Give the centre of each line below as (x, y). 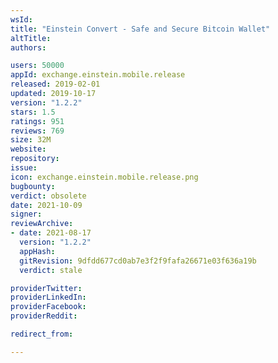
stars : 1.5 (33, 112)
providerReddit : (44, 316)
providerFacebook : (48, 307)
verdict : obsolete (48, 196)
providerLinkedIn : (48, 297)
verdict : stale (51, 270)
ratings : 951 (37, 121)
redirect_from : (42, 334)
